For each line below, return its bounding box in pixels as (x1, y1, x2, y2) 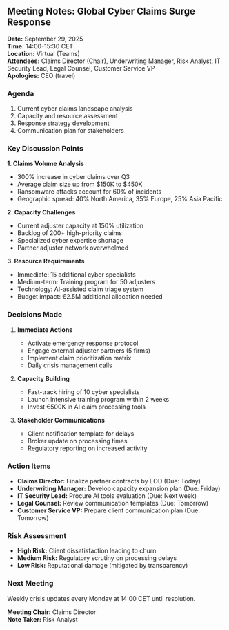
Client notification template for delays (27, 429, 135, 438)
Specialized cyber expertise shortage (17, 237, 124, 245)
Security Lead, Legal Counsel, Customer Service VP (7, 64, 155, 72)
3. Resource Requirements (7, 257, 85, 266)
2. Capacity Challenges (7, 208, 76, 216)
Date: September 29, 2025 (7, 35, 83, 43)
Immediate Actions (17, 325, 73, 334)
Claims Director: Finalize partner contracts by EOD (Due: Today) (17, 477, 201, 485)
